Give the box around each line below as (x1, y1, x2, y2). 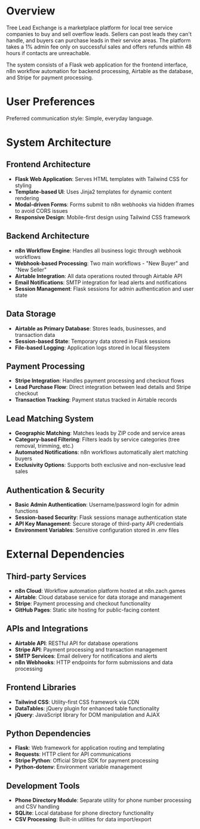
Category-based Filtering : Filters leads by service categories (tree (14, 436, 180, 443)
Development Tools (6, 780, 80, 791)
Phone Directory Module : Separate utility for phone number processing (14, 797, 192, 804)
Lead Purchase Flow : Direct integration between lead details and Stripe (14, 384, 191, 391)
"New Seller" (14, 266, 47, 273)
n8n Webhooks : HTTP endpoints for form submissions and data (14, 658, 173, 666)
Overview (6, 4, 56, 18)
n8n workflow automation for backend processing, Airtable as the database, (6, 67, 193, 74)
